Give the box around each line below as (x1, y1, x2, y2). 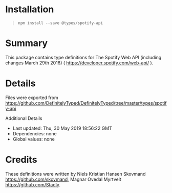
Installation (5, 4, 54, 15)
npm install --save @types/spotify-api (17, 20, 103, 26)
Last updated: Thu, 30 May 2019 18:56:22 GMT (12, 125, 113, 131)
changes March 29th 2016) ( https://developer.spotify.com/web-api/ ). (5, 60, 154, 66)
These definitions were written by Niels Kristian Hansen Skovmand (5, 171, 146, 177)
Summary (5, 37, 48, 49)
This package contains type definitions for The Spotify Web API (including (5, 54, 162, 60)
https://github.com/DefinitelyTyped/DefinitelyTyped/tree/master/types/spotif (5, 100, 167, 106)
